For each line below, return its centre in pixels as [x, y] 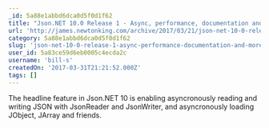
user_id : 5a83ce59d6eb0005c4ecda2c [68, 53]
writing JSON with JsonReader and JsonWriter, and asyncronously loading [131, 106]
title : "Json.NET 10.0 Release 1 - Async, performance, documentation [128, 23]
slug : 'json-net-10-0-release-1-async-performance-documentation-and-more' [137, 46]
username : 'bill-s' [41, 61]
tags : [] [23, 75]
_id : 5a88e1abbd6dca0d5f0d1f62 [60, 16]
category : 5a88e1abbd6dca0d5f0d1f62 [69, 38]
